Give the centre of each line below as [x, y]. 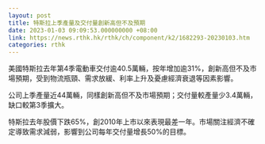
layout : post [30, 15]
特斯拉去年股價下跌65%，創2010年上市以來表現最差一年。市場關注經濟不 [128, 122]
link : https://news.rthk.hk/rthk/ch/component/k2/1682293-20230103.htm [129, 38]
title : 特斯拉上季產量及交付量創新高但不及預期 [77, 23]
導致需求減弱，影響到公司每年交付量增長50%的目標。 [102, 132]
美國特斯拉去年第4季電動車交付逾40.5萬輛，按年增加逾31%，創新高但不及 [129, 69]
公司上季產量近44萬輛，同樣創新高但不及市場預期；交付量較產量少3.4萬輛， [133, 95]
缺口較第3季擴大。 [38, 105]
